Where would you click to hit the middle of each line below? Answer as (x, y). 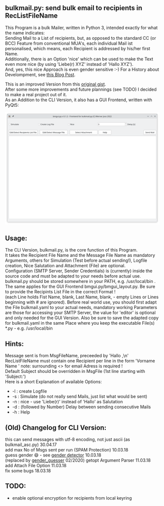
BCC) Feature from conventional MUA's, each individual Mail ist (69, 43)
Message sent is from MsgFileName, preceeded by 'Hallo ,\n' (67, 356)
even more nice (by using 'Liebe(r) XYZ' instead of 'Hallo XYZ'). (69, 64)
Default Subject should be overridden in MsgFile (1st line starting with (75, 371)
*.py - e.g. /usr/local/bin (29, 328)
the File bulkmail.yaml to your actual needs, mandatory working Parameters (81, 308)
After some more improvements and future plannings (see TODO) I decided (81, 89)
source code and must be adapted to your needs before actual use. (73, 276)
